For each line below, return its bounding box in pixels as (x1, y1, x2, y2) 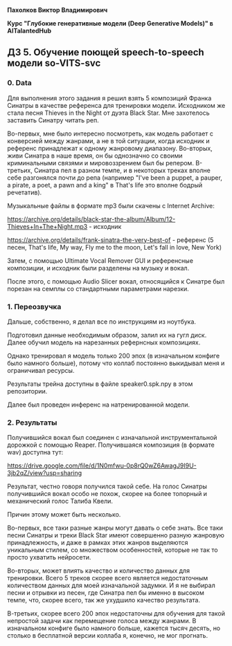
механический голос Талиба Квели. (7, 497, 113, 506)
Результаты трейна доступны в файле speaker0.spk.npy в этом (7, 380, 193, 388)
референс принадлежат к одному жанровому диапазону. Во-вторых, (7, 144, 213, 152)
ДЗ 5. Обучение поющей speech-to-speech (7, 46, 204, 58)
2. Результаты (7, 418, 57, 427)
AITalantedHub (7, 27, 52, 35)
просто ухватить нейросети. (7, 553, 91, 562)
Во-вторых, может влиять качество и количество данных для (7, 566, 190, 575)
